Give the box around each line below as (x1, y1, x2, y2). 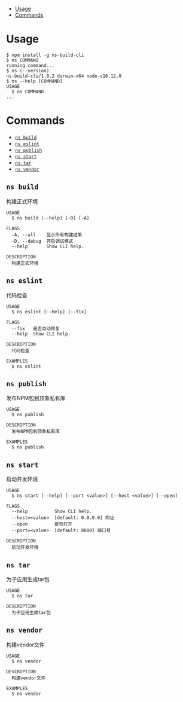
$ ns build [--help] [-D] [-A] (11, 215, 90, 221)
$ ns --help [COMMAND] (6, 78, 63, 84)
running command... (6, 62, 55, 68)
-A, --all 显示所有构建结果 (11, 231, 83, 238)
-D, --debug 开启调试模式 (11, 238, 74, 244)
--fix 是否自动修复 (11, 325, 60, 331)
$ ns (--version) (6, 68, 50, 74)
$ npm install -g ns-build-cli (6, 52, 84, 58)
